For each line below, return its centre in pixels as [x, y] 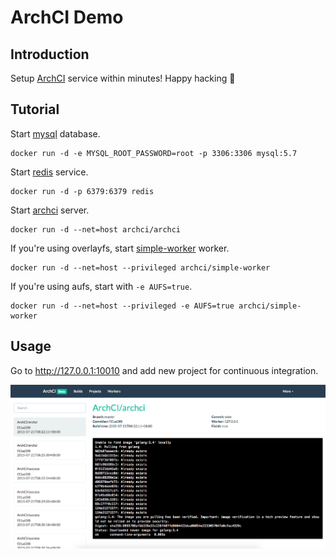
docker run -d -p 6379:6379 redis [82, 191]
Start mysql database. [55, 133]
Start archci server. [50, 210]
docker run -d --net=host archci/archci [96, 229]
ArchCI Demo [67, 17]
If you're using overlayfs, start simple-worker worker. [120, 248]
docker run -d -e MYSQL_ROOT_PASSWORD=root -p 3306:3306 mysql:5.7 [154, 153]
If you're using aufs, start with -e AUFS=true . [101, 286]
